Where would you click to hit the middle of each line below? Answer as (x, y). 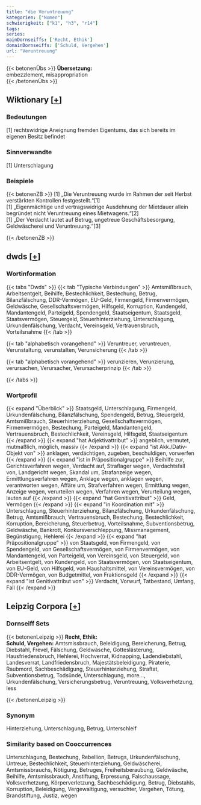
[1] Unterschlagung (30, 165)
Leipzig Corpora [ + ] (44, 606)
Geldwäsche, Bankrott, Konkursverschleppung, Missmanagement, (88, 530)
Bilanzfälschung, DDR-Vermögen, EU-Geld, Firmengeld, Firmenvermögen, (98, 299)
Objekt (14, 453)
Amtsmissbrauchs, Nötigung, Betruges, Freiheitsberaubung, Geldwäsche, (97, 770)
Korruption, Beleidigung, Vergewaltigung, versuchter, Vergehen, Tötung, (96, 789)
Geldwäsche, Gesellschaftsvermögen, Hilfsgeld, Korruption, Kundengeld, (97, 306)
